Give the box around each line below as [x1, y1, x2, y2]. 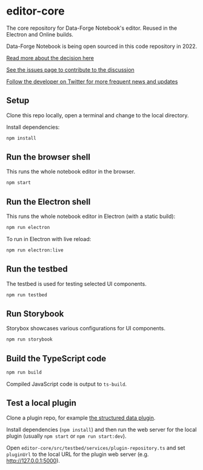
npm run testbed [6, 291, 47, 298]
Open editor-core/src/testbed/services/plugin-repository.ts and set [6, 444, 185, 451]
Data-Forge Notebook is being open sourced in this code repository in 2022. [6, 43, 198, 50]
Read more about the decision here [6, 54, 94, 61]
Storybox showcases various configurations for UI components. [6, 325, 165, 332]
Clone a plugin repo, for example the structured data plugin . [6, 414, 156, 421]
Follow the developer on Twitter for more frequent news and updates [6, 78, 178, 85]
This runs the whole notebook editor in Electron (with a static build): [6, 213, 176, 220]
